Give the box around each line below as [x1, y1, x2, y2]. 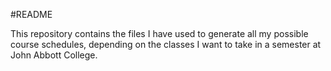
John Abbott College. [10, 49, 98, 61]
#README [10, 9, 53, 20]
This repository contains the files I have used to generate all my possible [10, 28, 309, 39]
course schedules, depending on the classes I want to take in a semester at [10, 39, 322, 50]
